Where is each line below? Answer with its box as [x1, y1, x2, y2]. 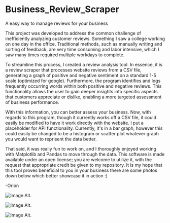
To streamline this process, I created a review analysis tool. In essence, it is [5, 61, 162, 67]
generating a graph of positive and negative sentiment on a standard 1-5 [5, 72, 156, 78]
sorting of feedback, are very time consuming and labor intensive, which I [5, 46, 159, 52]
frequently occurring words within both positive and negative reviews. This [5, 83, 162, 89]
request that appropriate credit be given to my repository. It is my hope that [5, 162, 162, 168]
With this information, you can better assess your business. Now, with [5, 109, 151, 115]
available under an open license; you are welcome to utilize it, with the [5, 156, 152, 163]
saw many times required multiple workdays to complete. [5, 52, 125, 58]
